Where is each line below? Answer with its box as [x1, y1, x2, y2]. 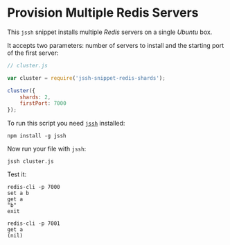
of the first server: [7, 49, 59, 57]
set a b [7, 189, 30, 197]
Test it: [7, 170, 27, 178]
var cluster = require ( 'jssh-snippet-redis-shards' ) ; [7, 74, 166, 81]
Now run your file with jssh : [7, 144, 87, 153]
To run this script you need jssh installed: [7, 119, 125, 128]
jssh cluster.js [7, 158, 54, 165]
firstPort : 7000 [19, 100, 67, 107]
